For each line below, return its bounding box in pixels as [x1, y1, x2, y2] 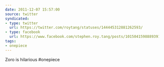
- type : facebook [5, 30, 41, 34]
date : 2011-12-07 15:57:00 [5, 7, 60, 12]
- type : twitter [5, 20, 38, 26]
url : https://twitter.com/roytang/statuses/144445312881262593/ [9, 25, 143, 30]
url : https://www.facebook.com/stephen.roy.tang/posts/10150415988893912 [9, 34, 163, 39]
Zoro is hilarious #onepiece [5, 56, 60, 62]
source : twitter [5, 12, 38, 17]
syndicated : [5, 16, 29, 21]
